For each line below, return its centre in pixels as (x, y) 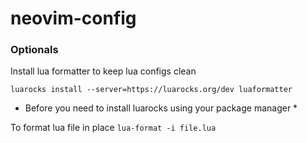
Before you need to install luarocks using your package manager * (161, 108)
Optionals (34, 50)
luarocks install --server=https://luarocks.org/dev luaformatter (151, 90)
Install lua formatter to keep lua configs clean (103, 71)
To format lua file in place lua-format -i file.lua (113, 128)
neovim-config (73, 18)
